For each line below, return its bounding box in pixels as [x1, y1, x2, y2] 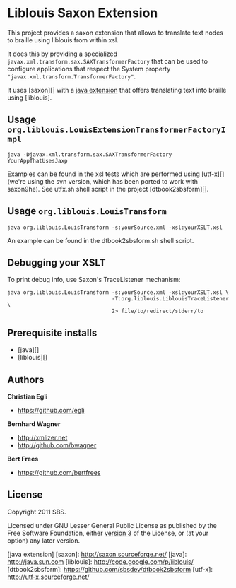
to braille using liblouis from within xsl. [7, 35, 119, 44]
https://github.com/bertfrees [17, 469, 101, 476]
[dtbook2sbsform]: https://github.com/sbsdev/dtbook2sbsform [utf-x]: [7, 565, 213, 573]
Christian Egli [7, 392, 48, 401]
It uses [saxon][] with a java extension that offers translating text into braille [7, 86, 227, 94]
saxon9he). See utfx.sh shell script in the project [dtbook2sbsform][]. [7, 184, 209, 193]
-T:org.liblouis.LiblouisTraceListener [112, 295, 230, 302]
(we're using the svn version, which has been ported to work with [7, 177, 198, 185]
